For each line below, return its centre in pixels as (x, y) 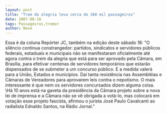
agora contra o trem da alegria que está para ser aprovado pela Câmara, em (83, 58)
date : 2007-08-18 (23, 19)
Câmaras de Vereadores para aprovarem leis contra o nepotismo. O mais (80, 80)
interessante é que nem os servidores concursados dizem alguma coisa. (80, 85)
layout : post (19, 10)
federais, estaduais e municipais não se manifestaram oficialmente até (78, 53)
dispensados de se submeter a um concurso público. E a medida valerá (79, 69)
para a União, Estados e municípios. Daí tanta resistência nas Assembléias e (83, 74)
